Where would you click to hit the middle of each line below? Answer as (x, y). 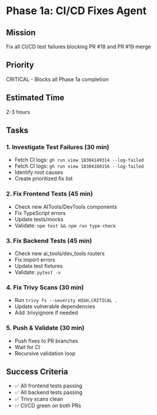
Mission (21, 33)
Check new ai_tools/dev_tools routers (59, 253)
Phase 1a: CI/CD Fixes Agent (76, 11)
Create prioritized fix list (44, 179)
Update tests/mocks (39, 219)
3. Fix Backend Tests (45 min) (49, 240)
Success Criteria (37, 372)
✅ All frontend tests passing (48, 386)
